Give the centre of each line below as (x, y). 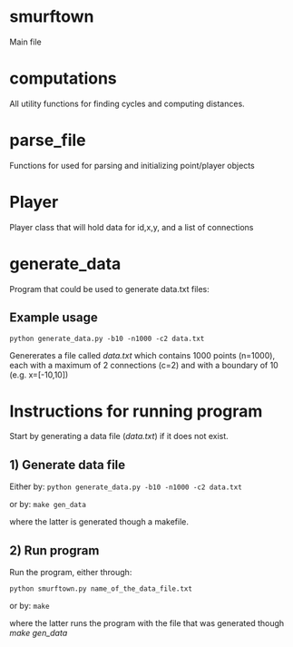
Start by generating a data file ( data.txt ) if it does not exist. (119, 436)
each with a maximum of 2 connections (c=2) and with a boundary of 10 (144, 365)
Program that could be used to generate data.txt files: (110, 289)
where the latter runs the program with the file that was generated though (147, 623)
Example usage (54, 318)
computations (63, 78)
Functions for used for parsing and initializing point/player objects (132, 165)
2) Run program (54, 550)
